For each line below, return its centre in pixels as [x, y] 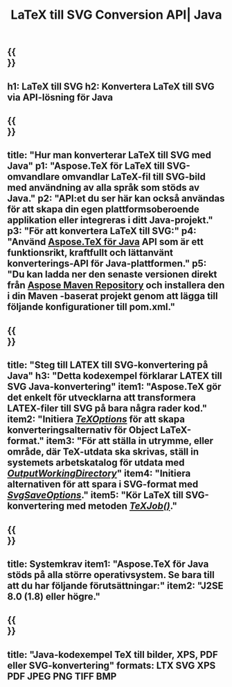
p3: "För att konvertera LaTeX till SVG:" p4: [102, 231]
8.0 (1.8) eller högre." [54, 596]
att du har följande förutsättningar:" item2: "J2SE [115, 585]
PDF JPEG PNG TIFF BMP [62, 676]
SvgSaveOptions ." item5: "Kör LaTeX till [95, 495]
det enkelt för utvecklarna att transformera [101, 398]
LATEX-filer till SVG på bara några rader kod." [107, 408]
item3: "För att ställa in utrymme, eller [130, 441]
